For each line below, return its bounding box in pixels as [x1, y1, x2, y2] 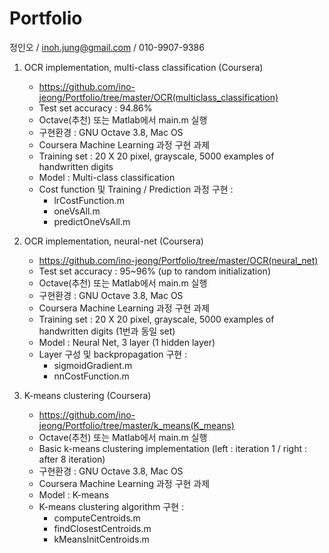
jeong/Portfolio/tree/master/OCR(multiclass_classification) [38, 91, 279, 103]
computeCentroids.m [53, 512, 141, 524]
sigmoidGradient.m [53, 359, 133, 371]
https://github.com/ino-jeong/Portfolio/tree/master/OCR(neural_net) [38, 254, 319, 266]
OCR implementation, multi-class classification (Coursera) [23, 61, 264, 73]
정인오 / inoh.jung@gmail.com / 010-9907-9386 [9, 41, 205, 53]
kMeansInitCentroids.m [53, 533, 150, 545]
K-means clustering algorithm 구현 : [38, 500, 185, 512]
